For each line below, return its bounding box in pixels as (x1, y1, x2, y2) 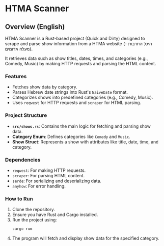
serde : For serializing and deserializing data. (12, 178, 102, 184)
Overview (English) (5, 23, 65, 31)
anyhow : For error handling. (12, 183, 66, 189)
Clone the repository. (12, 207, 55, 213)
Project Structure (5, 112, 47, 119)
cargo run (12, 226, 33, 231)
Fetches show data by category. (12, 84, 78, 90)
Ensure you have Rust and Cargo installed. (12, 212, 98, 218)
